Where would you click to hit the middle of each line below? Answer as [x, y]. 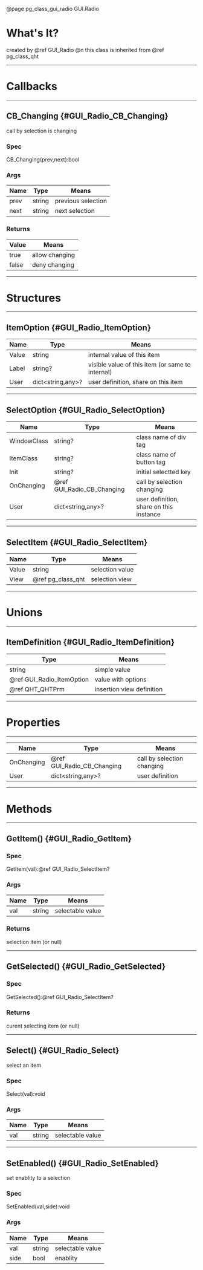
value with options [121, 679]
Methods [29, 809]
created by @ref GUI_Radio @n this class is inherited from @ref [85, 50]
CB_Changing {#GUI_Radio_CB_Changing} [87, 116]
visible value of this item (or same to [140, 365]
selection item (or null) [34, 942]
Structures [34, 298]
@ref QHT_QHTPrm [37, 689]
